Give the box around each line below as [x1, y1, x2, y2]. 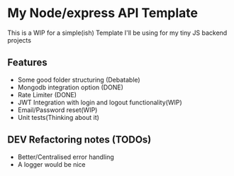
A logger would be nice [17, 160, 86, 168]
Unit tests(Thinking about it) [17, 113, 99, 121]
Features [7, 57, 48, 69]
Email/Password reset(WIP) [17, 105, 98, 114]
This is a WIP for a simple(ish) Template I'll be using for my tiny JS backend [7, 28, 228, 37]
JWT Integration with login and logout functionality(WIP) [17, 98, 182, 106]
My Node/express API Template [7, 5, 199, 21]
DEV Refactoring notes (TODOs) [7, 133, 152, 146]
